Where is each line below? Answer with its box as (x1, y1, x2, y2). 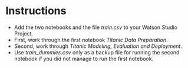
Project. (14, 30, 34, 37)
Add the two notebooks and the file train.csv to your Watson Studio (14, 24, 178, 31)
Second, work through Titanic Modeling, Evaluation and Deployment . (14, 43, 182, 50)
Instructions (5, 4, 67, 18)
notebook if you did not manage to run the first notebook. (14, 55, 154, 62)
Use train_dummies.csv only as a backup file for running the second (14, 48, 180, 56)
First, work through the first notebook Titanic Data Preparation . (14, 36, 169, 43)
